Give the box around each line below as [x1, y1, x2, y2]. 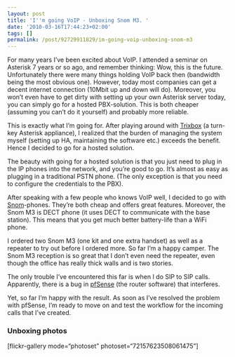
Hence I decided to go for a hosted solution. [7, 144, 135, 152]
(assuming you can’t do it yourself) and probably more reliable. [7, 108, 189, 116]
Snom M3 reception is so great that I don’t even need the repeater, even [7, 252, 215, 260]
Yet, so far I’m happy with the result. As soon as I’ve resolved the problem [7, 294, 220, 302]
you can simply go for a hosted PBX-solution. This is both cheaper [7, 100, 199, 109]
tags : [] [7, 29, 33, 37]
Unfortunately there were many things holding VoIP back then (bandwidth [7, 71, 220, 79]
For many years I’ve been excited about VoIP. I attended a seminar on [7, 55, 208, 64]
